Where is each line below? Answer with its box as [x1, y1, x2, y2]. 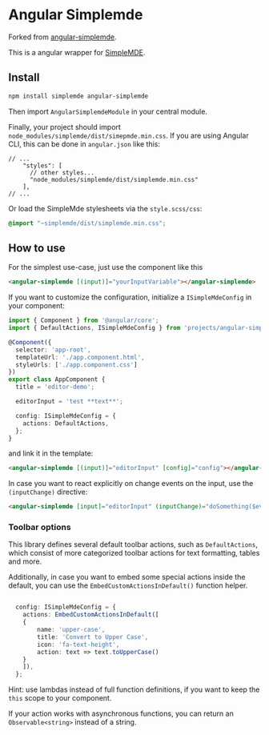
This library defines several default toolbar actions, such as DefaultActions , [8, 540, 258, 549]
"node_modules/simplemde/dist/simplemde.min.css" [29, 175, 199, 183]
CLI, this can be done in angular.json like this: [8, 139, 161, 149]
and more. [8, 556, 42, 566]
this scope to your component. [8, 693, 112, 703]
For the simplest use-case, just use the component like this [8, 263, 203, 272]
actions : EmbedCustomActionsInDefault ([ [22, 611, 159, 619]
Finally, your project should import [8, 122, 122, 131]
